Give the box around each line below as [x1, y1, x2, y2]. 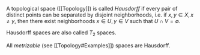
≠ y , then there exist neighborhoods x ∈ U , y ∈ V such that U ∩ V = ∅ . [6, 18, 181, 24]
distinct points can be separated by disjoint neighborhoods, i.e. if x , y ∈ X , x [6, 11, 194, 18]
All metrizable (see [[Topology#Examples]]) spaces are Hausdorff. [6, 41, 171, 49]
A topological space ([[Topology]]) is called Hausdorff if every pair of [6, 5, 178, 12]
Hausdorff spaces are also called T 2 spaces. [6, 29, 117, 37]
